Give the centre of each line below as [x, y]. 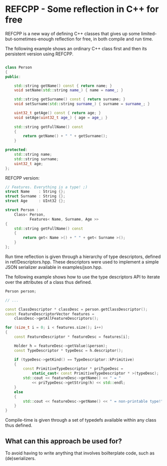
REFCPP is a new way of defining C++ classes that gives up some [73, 33]
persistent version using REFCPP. [39, 54]
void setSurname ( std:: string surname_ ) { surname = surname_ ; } [82, 104]
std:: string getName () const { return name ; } [63, 86]
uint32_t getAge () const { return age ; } [57, 113]
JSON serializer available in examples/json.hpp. [54, 267]
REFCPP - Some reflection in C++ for [82, 9]
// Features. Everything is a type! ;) [46, 187]
